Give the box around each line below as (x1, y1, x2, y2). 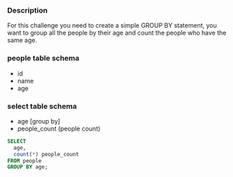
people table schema (7, 53, 80, 63)
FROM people (7, 157, 42, 165)
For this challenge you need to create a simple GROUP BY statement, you (7, 22, 217, 30)
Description (7, 6, 48, 15)
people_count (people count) (17, 124, 101, 133)
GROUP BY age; (7, 164, 49, 171)
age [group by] (17, 117, 61, 125)
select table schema (7, 101, 77, 111)
